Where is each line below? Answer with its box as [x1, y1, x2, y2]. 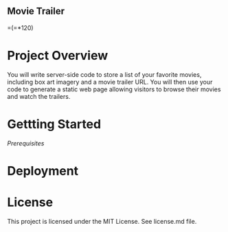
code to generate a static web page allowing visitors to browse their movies [7, 85, 221, 93]
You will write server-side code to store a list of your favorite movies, [7, 70, 202, 78]
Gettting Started [7, 116, 102, 132]
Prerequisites [7, 139, 45, 147]
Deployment [7, 163, 79, 178]
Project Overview [7, 48, 109, 63]
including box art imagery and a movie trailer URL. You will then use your [7, 78, 213, 86]
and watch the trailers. [7, 92, 71, 100]
